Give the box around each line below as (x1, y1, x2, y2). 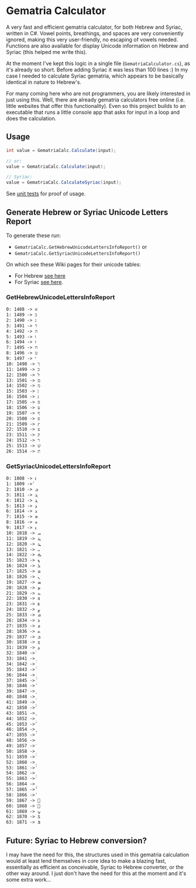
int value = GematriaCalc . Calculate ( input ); (6, 147, 116, 153)
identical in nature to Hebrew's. (6, 78, 82, 86)
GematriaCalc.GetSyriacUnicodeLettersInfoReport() (14, 251, 141, 256)
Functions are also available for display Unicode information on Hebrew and (6, 42, 189, 49)
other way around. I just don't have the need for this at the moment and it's (6, 870, 187, 877)
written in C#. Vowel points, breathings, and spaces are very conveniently (6, 29, 184, 36)
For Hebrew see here (14, 272, 66, 279)
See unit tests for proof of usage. (6, 190, 86, 197)
